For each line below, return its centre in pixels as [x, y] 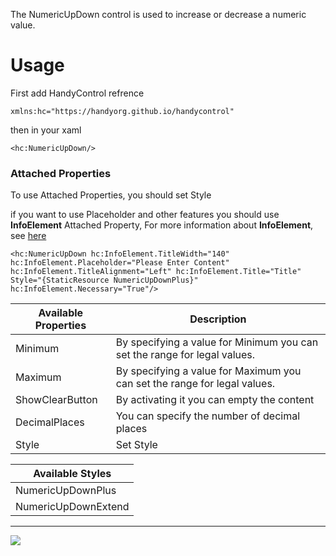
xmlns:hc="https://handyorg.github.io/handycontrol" [122, 111]
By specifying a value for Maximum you [208, 371]
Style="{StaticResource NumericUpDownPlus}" [104, 280]
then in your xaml [46, 130]
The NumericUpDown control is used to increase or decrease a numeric [158, 14]
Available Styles [72, 474]
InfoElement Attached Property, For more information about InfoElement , [162, 225]
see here [28, 236]
